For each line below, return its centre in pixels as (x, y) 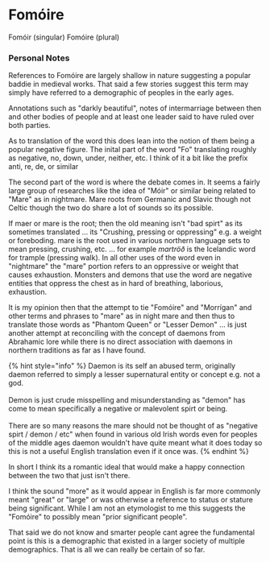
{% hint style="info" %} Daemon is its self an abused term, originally (122, 366)
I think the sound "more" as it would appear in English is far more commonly (135, 491)
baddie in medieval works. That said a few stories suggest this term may (129, 84)
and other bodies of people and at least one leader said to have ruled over (131, 117)
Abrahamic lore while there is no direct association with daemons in (120, 342)
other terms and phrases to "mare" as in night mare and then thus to (122, 316)
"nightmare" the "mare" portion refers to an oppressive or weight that (124, 267)
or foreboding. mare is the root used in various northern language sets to (129, 241)
